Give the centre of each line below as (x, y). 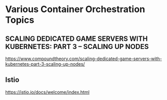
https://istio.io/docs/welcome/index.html (47, 92)
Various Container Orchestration (75, 9)
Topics (20, 20)
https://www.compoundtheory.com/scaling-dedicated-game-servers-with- (83, 59)
